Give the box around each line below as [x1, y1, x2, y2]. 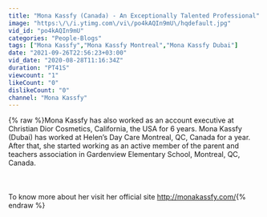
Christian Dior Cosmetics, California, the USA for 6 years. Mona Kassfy [8, 124, 243, 134]
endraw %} [8, 201, 46, 211]
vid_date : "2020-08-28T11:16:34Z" [8, 57, 124, 65]
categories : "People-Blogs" [8, 34, 103, 42]
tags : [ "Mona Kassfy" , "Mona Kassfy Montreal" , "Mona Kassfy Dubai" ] [8, 42, 239, 50]
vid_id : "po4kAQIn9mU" [8, 26, 84, 34]
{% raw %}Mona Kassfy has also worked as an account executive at [8, 115, 234, 125]
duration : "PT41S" [8, 64, 70, 72]
